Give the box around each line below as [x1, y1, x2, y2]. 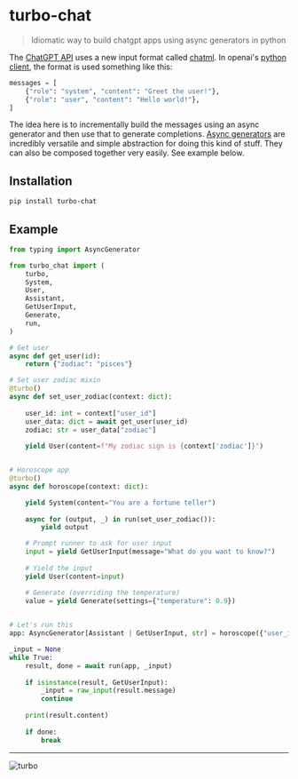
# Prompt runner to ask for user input [25, 539, 173, 548]
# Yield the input [25, 563, 93, 573]
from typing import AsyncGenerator [9, 245, 141, 254]
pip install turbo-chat [9, 197, 98, 206]
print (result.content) [25, 711, 109, 720]
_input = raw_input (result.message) [41, 686, 176, 696]
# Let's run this [9, 621, 74, 630]
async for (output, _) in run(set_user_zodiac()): [25, 514, 216, 524]
